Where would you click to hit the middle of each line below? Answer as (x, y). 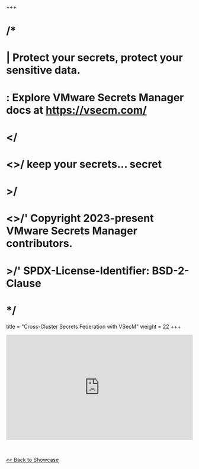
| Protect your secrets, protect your (95, 58)
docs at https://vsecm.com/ (76, 110)
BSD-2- (171, 271)
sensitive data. (44, 70)
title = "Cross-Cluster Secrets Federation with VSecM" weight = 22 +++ (94, 327)
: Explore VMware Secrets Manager (95, 97)
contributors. (39, 244)
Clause (24, 283)
